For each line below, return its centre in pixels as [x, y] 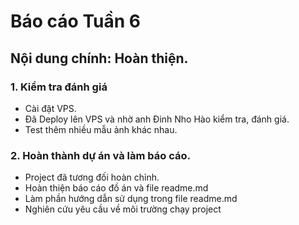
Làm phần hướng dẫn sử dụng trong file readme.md [131, 199]
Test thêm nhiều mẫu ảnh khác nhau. [101, 129]
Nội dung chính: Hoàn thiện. [99, 58]
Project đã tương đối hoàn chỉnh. [92, 177]
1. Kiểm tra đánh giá [59, 87]
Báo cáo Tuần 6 [75, 21]
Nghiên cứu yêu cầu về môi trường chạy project [123, 209]
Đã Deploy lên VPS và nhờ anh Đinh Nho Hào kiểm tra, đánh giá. [157, 119]
